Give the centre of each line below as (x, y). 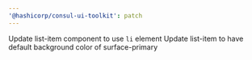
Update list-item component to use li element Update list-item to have (126, 38)
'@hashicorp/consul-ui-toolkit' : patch (76, 16)
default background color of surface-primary (83, 47)
